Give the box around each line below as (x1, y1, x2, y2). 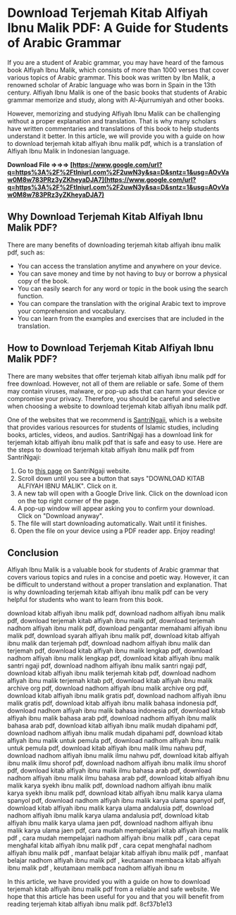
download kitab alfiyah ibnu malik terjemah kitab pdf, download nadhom (7, 669, 216, 677)
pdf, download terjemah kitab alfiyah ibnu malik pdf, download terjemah (7, 617, 216, 625)
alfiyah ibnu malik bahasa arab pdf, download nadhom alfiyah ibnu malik (7, 714, 217, 723)
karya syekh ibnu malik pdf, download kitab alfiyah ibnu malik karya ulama (7, 789, 223, 797)
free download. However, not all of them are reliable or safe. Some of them (7, 379, 224, 388)
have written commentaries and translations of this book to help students (7, 124, 220, 133)
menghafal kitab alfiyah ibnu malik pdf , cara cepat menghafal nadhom (7, 841, 213, 850)
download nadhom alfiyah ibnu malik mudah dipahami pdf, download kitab (7, 729, 223, 737)
